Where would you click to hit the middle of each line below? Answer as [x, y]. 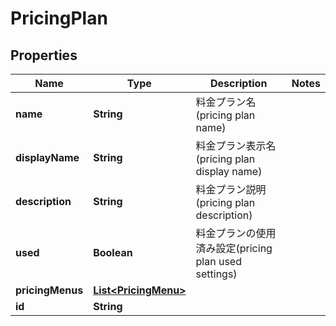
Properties [44, 55]
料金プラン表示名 [236, 145]
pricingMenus [49, 290]
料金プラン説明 [231, 189]
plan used [218, 261]
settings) [216, 274]
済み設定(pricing [234, 248]
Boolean [113, 252]
